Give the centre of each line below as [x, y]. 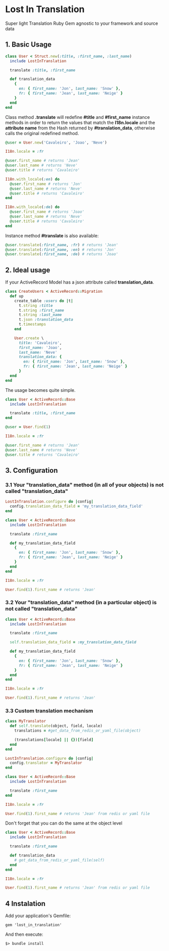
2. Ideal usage [28, 270]
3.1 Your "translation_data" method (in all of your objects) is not [84, 485]
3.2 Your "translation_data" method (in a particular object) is [81, 603]
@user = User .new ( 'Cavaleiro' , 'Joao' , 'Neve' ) [56, 143]
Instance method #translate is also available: [52, 236]
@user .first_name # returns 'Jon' [46, 184]
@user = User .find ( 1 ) [28, 427]
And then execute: [24, 934]
